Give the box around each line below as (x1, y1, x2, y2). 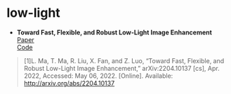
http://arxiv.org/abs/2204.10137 (23, 79, 115, 87)
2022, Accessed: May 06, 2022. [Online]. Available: (23, 72, 173, 80)
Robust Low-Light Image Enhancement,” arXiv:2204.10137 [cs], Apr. (23, 64, 220, 72)
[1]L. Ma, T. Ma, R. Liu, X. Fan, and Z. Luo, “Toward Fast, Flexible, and (23, 56, 225, 65)
